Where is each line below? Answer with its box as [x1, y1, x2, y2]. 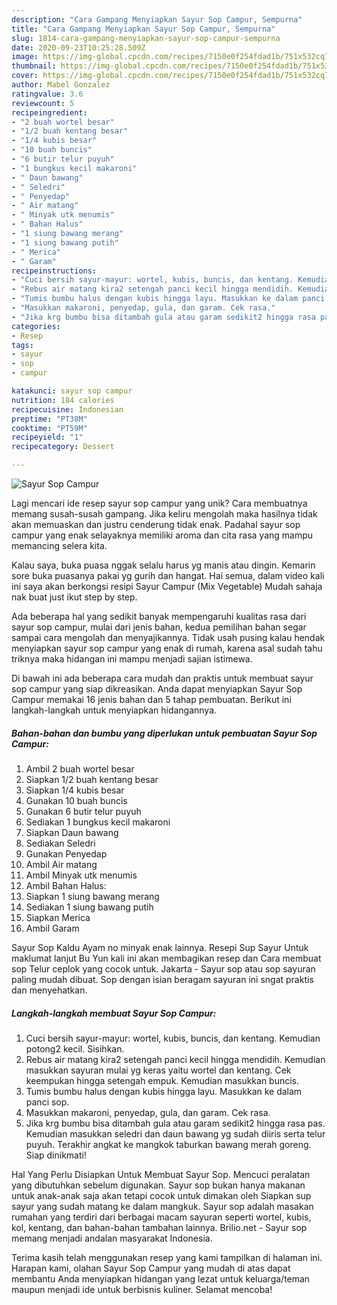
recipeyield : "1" [11, 432, 84, 443]
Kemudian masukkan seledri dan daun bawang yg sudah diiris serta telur [25, 1127, 326, 1140]
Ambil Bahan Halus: [25, 879, 107, 891]
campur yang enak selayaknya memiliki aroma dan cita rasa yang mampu [11, 529, 314, 541]
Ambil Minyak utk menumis [25, 869, 138, 881]
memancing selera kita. [11, 540, 108, 551]
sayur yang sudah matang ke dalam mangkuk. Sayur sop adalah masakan [11, 1200, 314, 1212]
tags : [11, 340, 34, 350]
